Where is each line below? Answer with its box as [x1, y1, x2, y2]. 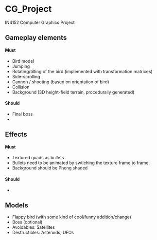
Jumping [12, 63, 30, 69]
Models [5, 201, 28, 209]
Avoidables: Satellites [12, 224, 55, 230]
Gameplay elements [5, 34, 67, 42]
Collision [12, 84, 30, 90]
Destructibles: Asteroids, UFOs [12, 230, 74, 236]
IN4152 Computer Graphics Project [5, 19, 75, 25]
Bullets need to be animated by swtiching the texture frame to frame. [12, 160, 150, 166]
